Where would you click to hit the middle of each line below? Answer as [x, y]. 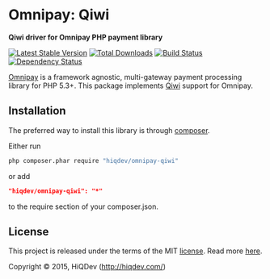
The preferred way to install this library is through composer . [109, 130]
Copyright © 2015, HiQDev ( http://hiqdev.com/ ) [87, 267]
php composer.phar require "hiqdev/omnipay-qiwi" [94, 160]
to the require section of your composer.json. [84, 206]
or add [19, 176]
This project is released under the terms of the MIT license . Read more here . [135, 251]
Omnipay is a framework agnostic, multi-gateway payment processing [125, 77]
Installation [37, 111]
